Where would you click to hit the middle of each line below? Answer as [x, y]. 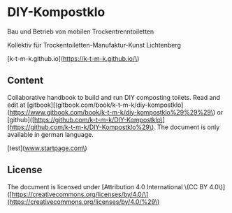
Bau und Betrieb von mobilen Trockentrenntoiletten [81, 31]
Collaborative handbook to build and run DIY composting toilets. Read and [114, 97]
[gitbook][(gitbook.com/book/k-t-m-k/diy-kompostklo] [105, 105]
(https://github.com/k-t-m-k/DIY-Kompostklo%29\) [81, 127]
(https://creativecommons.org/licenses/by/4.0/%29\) [84, 201]
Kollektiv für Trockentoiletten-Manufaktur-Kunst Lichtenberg [94, 45]
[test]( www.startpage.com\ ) [47, 148]
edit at [16, 105]
